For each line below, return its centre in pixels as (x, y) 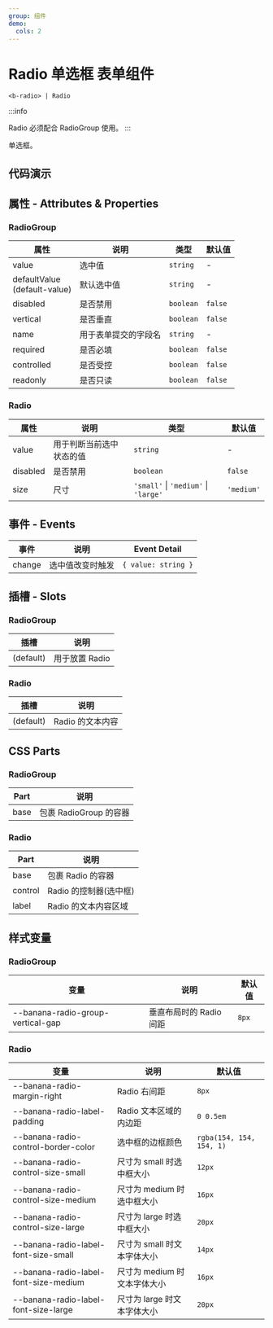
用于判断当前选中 (85, 444)
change (27, 564)
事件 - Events (42, 525)
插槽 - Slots (37, 596)
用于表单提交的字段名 (121, 335)
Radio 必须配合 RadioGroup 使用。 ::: (70, 128)
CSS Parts (35, 751)
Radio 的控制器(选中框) (91, 891)
